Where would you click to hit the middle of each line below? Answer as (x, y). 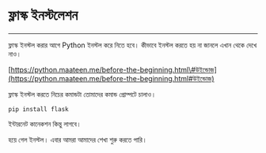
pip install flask (38, 109)
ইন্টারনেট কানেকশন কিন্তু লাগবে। (45, 124)
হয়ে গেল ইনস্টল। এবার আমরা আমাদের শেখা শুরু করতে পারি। (78, 140)
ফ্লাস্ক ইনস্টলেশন (43, 15)
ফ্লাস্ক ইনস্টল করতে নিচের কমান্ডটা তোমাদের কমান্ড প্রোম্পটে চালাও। (82, 94)
